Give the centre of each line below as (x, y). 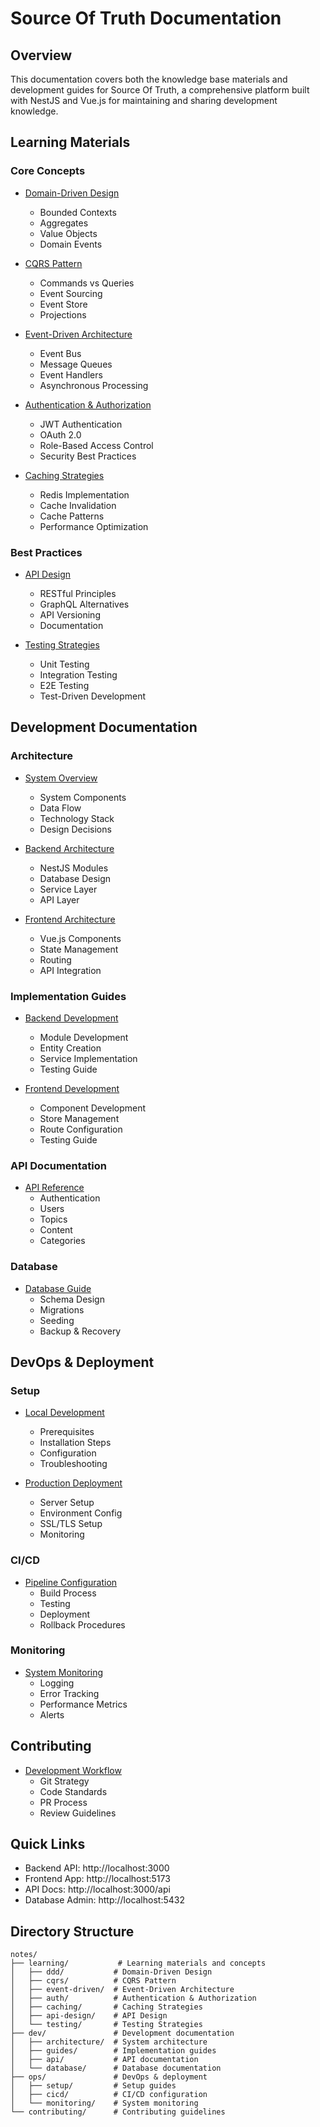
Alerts (52, 1714)
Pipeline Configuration (71, 1582)
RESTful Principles (78, 593)
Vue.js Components (80, 938)
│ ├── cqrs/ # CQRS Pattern (93, 1981)
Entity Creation (70, 1048)
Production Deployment (73, 1483)
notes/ (24, 1955)
